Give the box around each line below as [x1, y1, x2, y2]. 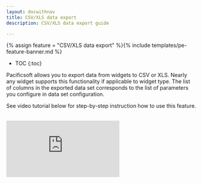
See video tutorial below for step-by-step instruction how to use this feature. [6, 102, 197, 110]
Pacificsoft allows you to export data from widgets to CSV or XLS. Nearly [6, 72, 188, 79]
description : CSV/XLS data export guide [6, 20, 110, 26]
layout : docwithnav [6, 8, 55, 15]
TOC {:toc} [14, 60, 42, 67]
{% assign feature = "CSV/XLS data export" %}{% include [6, 42, 151, 49]
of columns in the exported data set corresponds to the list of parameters [6, 84, 189, 91]
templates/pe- [151, 42, 187, 49]
